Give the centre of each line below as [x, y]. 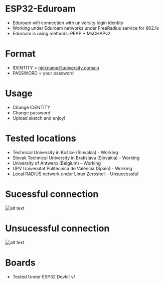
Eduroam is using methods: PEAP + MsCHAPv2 [61, 33]
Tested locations [41, 138]
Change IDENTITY [31, 107]
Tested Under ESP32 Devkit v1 [44, 276]
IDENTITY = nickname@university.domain [56, 67]
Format [21, 54]
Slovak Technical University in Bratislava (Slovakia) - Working [76, 158]
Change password [31, 113]
